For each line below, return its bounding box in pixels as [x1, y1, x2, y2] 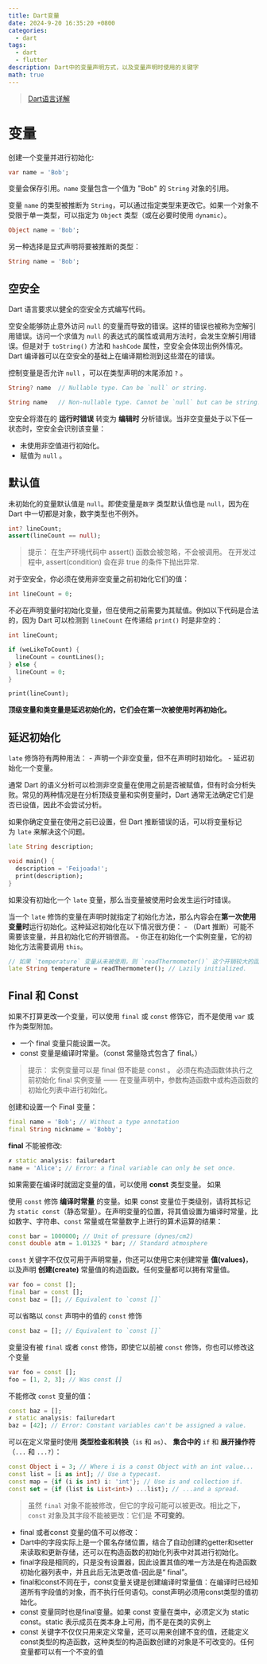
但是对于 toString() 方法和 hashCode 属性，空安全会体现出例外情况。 [21, 342, 248, 350]
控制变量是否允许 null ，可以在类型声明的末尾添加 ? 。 [8, 368, 188, 377]
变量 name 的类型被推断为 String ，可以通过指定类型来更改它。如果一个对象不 [8, 201, 259, 210]
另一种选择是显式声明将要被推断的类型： [8, 242, 141, 252]
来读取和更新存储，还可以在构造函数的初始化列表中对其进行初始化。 [19, 1547, 243, 1557]
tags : [8, 41, 26, 49]
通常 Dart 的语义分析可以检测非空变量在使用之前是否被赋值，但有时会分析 [8, 780, 249, 790]
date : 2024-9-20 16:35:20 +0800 [8, 19, 115, 27]
